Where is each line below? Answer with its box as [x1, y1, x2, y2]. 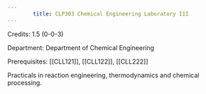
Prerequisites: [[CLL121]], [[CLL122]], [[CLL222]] [7, 57, 148, 66]
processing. [7, 78, 43, 87]
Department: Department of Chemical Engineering [7, 43, 155, 52]
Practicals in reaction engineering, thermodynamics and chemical [7, 71, 200, 79]
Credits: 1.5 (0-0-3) [7, 30, 64, 38]
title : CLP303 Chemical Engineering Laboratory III [33, 10, 190, 18]
